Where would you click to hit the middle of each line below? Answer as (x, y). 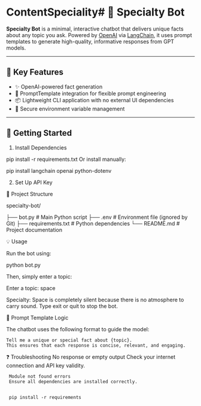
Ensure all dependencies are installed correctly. (73, 381)
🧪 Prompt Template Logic (37, 318)
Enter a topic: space (31, 288)
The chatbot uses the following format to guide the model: (78, 329)
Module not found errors (39, 376)
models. (16, 48)
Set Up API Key (33, 182)
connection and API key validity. (46, 365)
